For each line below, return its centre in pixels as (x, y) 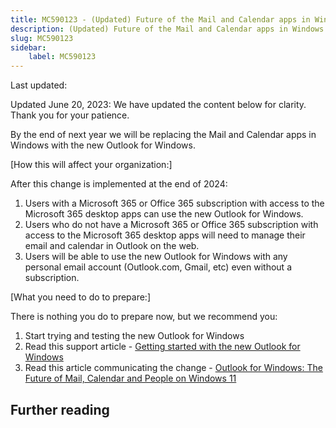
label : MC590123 (62, 57)
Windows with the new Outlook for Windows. (103, 145)
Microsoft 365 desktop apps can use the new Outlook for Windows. (164, 214)
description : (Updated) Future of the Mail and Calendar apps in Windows (167, 29)
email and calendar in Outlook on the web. (112, 246)
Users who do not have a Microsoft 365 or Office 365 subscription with (171, 225)
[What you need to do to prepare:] (81, 297)
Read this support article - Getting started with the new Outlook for (162, 347)
